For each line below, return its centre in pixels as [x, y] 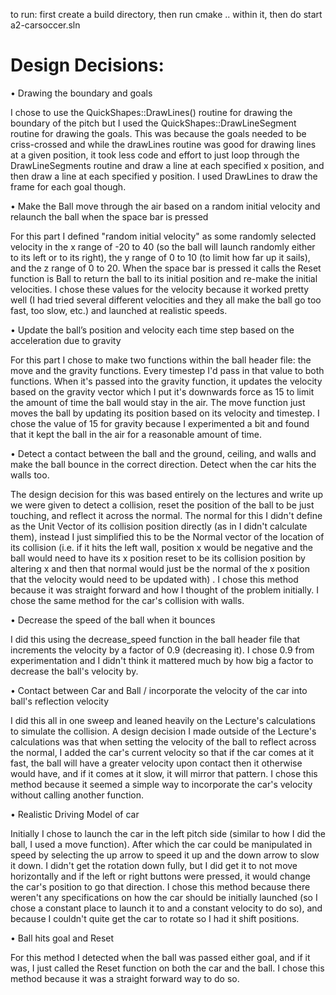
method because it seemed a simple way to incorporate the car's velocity [161, 784]
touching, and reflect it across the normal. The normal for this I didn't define [166, 515]
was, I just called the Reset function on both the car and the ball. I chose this [167, 968]
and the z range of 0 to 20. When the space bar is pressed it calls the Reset [166, 268]
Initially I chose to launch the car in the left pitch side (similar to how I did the [168, 833]
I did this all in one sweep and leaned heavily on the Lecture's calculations [163, 720]
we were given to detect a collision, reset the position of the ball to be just [162, 505]
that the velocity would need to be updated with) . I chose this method [154, 579]
